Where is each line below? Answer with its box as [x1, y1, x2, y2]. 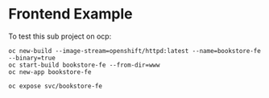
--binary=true [8, 54, 56, 62]
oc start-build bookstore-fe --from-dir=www [8, 61, 160, 69]
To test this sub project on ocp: [8, 31, 112, 41]
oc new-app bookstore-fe [8, 67, 92, 76]
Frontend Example [8, 5, 133, 23]
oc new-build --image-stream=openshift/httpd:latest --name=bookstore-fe [8, 47, 262, 55]
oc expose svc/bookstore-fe [8, 82, 103, 90]
